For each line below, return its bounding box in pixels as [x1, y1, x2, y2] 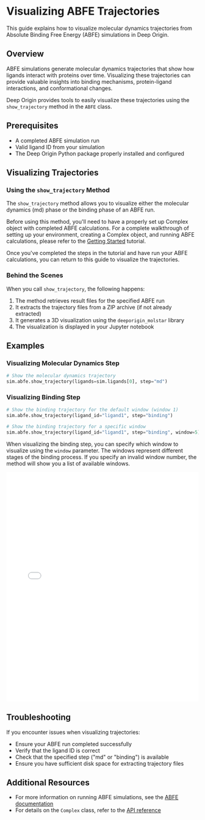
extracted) [15, 310, 41, 317]
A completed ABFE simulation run [15, 136, 99, 144]
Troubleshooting [6, 712, 71, 723]
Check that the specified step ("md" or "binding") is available [15, 753, 170, 761]
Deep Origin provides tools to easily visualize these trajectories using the [6, 96, 190, 103]
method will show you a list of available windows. [6, 460, 130, 467]
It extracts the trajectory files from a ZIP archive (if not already [15, 303, 172, 311]
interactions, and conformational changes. [6, 84, 113, 92]
